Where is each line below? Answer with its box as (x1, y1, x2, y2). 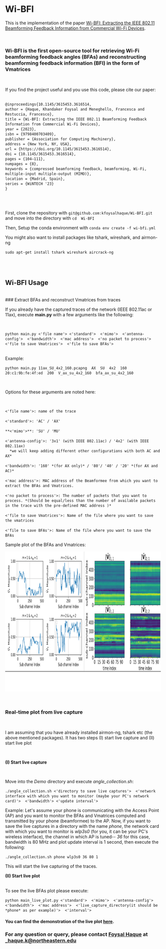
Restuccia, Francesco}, (5, 112, 54, 117)
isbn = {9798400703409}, (5, 132, 56, 137)
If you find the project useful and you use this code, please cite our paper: (5, 87, 156, 93)
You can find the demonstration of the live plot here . (5, 918, 115, 924)
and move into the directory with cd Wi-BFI (5, 215, 95, 221)
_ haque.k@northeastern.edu (5, 937, 77, 944)
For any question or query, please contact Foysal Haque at (5, 931, 148, 938)
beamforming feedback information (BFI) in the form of (5, 60, 140, 67)
